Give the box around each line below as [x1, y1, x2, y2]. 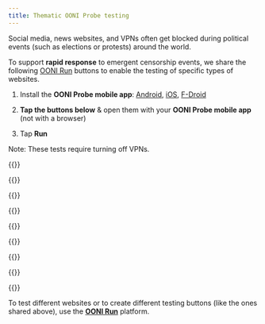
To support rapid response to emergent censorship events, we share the [8, 57, 247, 67]
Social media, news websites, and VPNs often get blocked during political [8, 33, 249, 43]
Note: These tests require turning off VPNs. [8, 144, 150, 153]
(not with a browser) [19, 113, 86, 123]
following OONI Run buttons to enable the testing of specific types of [8, 65, 234, 75]
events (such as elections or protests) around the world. [8, 41, 192, 52]
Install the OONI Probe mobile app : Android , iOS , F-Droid [19, 89, 206, 99]
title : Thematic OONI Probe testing [8, 11, 129, 20]
